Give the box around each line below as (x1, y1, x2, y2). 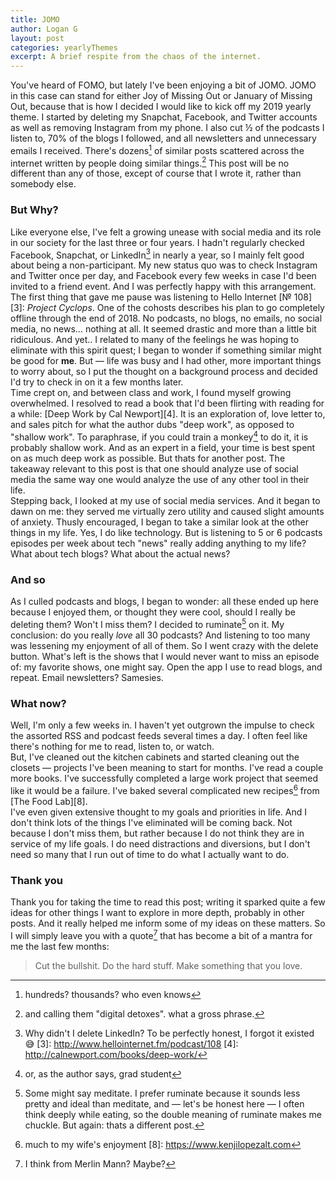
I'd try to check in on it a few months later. (10, 376, 184, 388)
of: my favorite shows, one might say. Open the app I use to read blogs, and (10, 661, 323, 673)
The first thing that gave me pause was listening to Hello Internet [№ (10, 291, 292, 303)
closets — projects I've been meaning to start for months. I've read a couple (10, 762, 324, 774)
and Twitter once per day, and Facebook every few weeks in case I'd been (10, 270, 317, 282)
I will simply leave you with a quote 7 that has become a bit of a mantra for (10, 928, 313, 941)
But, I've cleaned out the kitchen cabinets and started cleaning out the (10, 751, 300, 763)
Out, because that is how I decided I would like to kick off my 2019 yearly (10, 101, 312, 113)
